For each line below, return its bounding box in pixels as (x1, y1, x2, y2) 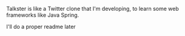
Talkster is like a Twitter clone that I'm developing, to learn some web (6, 5, 179, 12)
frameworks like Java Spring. (6, 11, 79, 19)
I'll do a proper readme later (6, 23, 76, 30)
